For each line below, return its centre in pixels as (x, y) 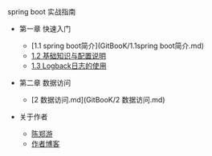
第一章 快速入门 (45, 29)
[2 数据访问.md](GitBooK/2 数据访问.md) (98, 100)
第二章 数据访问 (45, 83)
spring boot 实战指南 (42, 12)
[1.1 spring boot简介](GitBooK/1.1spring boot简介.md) (118, 46)
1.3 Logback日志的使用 (69, 66)
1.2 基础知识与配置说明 (68, 56)
